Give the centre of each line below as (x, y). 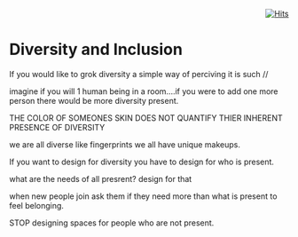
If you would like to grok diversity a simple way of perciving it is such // (139, 74)
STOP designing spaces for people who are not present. (112, 223)
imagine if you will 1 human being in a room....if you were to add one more (144, 91)
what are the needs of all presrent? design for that (101, 178)
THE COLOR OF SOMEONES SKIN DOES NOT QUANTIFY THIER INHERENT (146, 118)
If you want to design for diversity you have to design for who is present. (142, 162)
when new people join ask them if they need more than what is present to (143, 196)
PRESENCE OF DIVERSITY (57, 127)
